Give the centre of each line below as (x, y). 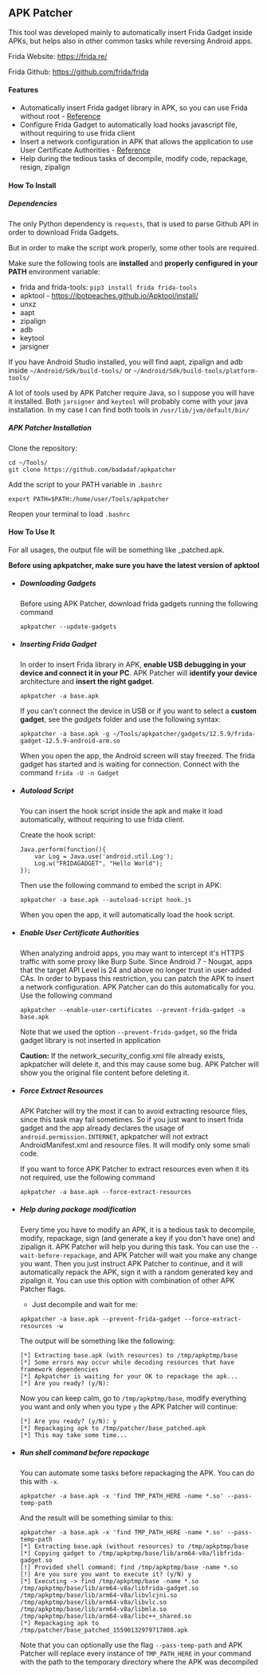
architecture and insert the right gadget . (86, 681)
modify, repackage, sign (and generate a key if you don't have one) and (137, 1238)
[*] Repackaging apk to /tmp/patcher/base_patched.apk (113, 1428)
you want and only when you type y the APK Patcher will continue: (129, 1406)
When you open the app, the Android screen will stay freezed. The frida (137, 755)
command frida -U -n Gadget (69, 772)
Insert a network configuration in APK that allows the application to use (136, 142)
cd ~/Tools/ (28, 463)
